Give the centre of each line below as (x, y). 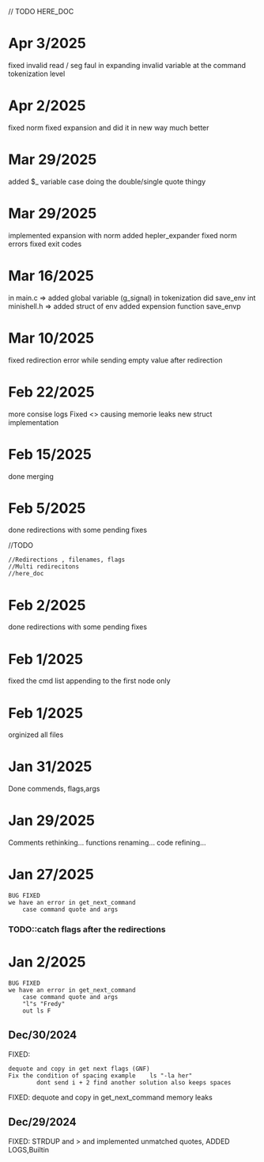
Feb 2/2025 (47, 605)
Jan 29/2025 (51, 820)
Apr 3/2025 (47, 44)
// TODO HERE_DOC (41, 11)
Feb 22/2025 (51, 392)
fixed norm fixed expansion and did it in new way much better (109, 127)
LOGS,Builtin (29, 1149)
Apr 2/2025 (47, 106)
